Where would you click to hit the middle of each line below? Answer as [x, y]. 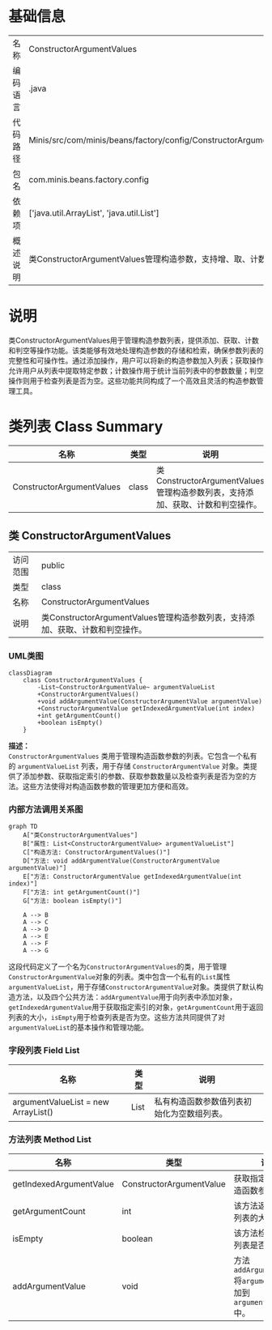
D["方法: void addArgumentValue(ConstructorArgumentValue [121, 861]
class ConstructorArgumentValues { [83, 680]
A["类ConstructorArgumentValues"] [81, 835]
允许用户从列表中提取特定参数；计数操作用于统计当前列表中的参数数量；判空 [136, 370]
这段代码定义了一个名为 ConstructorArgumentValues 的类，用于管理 [117, 967]
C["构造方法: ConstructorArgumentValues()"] [97, 853]
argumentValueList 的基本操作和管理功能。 [78, 1027]
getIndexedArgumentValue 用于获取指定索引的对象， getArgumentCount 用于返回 [136, 1007]
